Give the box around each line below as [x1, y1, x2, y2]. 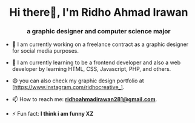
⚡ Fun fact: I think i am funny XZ [12, 110, 94, 118]
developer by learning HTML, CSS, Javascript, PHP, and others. [12, 65, 171, 73]
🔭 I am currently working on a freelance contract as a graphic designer [12, 41, 189, 48]
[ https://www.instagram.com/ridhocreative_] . [12, 84, 125, 91]
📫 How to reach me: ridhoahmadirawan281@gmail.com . [12, 96, 157, 103]
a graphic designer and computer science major [27, 27, 171, 36]
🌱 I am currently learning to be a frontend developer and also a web [12, 59, 181, 66]
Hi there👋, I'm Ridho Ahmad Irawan [9, 5, 188, 19]
